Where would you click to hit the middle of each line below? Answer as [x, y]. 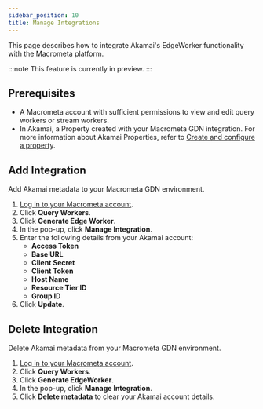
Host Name [50, 279]
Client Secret [53, 263]
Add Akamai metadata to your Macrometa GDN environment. [106, 189]
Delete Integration [53, 329]
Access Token [55, 246]
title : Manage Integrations [54, 23]
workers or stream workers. [64, 121]
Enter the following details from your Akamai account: [106, 238]
